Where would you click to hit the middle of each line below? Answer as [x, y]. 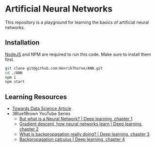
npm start [15, 82]
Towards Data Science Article [42, 109]
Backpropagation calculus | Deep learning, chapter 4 [72, 139]
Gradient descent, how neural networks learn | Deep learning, [81, 124]
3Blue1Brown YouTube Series [41, 114]
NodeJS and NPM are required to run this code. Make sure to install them [78, 54]
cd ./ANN [14, 73]
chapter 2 [29, 129]
